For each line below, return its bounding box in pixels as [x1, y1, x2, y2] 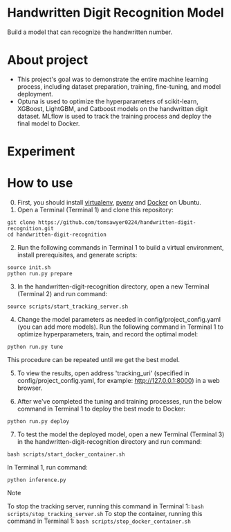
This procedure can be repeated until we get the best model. [7, 356, 180, 363]
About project [7, 52, 89, 68]
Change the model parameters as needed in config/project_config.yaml [17, 316, 221, 323]
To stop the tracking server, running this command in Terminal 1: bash [7, 502, 204, 510]
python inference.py [7, 477, 67, 483]
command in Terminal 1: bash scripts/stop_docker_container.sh [7, 517, 192, 525]
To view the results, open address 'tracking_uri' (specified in [17, 369, 190, 377]
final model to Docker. [17, 119, 80, 128]
